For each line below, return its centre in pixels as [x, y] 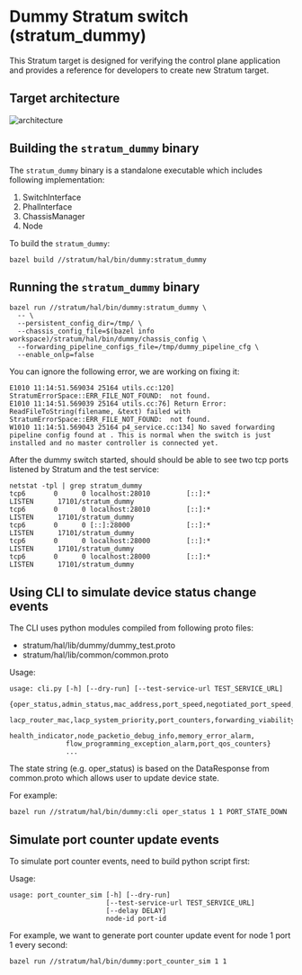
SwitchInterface [52, 197]
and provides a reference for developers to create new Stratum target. [139, 70]
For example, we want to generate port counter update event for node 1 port [150, 935]
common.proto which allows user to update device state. [115, 778]
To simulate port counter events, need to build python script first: [129, 861]
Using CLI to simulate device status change [133, 592]
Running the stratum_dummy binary [105, 286]
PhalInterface [47, 206]
